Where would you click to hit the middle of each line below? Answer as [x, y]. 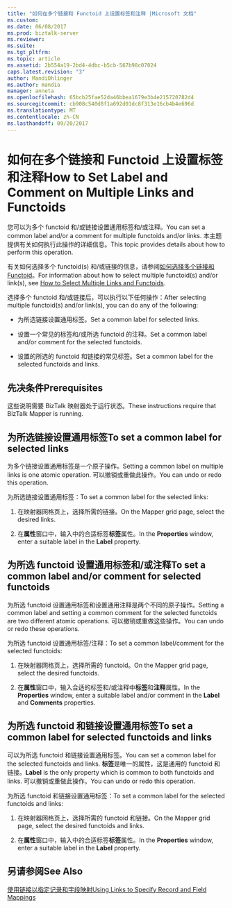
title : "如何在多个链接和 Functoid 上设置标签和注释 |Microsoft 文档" [102, 14]
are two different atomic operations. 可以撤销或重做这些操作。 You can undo [116, 621]
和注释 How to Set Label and [88, 177]
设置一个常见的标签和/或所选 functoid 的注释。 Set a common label [112, 335]
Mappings [22, 897]
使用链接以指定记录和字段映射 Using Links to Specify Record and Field [107, 889]
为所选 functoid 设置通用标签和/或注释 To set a [107, 565]
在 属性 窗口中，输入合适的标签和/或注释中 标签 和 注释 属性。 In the [108, 687]
